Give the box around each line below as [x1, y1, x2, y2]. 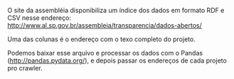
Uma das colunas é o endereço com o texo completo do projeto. [7, 35, 196, 43]
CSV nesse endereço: [7, 14, 71, 22]
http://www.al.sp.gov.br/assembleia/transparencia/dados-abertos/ [7, 21, 202, 29]
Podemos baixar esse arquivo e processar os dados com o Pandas [7, 49, 203, 57]
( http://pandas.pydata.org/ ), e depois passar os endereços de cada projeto [7, 56, 228, 65]
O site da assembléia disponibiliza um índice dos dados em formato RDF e [7, 6, 225, 14]
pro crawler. [7, 64, 43, 72]
